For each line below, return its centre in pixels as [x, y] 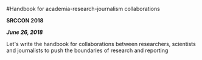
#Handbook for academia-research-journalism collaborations [83, 9]
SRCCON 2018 [25, 20]
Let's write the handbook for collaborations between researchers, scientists [101, 44]
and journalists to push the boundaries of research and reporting [87, 50]
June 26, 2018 [25, 32]
